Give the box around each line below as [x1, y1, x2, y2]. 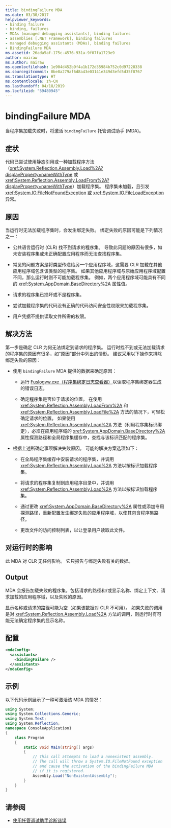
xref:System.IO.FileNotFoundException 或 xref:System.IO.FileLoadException [5, 190, 164, 196]
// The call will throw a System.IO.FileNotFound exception [32, 759, 163, 764]
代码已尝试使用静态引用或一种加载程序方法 [5, 159, 95, 165]
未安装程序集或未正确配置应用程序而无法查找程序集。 [12, 251, 125, 257]
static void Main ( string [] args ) [23, 745, 95, 750]
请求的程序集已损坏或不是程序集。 [12, 292, 84, 298]
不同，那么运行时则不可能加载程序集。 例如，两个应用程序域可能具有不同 [12, 274, 166, 281]
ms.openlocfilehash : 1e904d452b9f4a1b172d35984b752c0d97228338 [5, 64, 142, 70]
